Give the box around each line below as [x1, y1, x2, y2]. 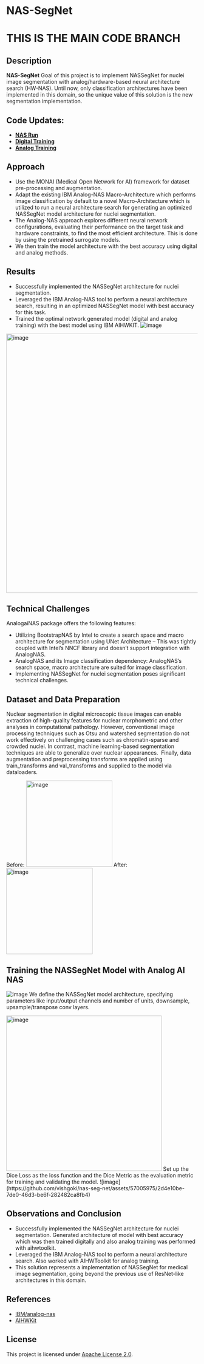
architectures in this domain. [15, 1277, 87, 1284]
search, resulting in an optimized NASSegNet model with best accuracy [15, 302, 194, 309]
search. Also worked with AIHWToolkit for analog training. [15, 1257, 160, 1264]
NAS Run [15, 131, 38, 139]
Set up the [163, 1165, 189, 1173]
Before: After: [6, 861, 127, 869]
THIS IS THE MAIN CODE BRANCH [6, 32, 181, 46]
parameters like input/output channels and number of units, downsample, [6, 997, 190, 1004]
